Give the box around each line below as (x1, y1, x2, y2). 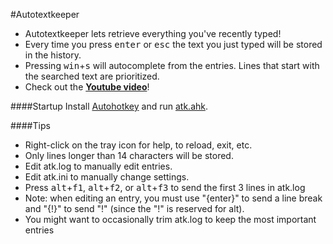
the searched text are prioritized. (24, 70, 160, 82)
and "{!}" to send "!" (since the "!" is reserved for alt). (24, 203, 245, 214)
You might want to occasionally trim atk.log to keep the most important (24, 214, 317, 225)
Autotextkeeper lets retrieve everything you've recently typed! (24, 28, 282, 39)
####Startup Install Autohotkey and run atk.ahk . (10, 100, 208, 112)
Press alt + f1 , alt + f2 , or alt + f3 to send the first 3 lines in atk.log (24, 182, 306, 193)
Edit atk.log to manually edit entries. (24, 160, 173, 172)
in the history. (24, 49, 82, 61)
